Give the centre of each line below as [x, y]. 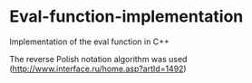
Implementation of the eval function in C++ [89, 41]
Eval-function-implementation [126, 17]
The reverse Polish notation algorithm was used [98, 59]
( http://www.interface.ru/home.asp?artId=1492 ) [98, 69]
